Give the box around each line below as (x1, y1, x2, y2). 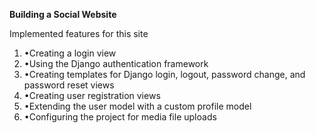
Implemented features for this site (9, 28, 149, 39)
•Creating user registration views (23, 90, 161, 101)
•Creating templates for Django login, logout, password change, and (23, 69, 306, 80)
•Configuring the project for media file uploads (23, 111, 217, 123)
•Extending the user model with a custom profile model (23, 100, 252, 112)
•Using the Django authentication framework (23, 58, 209, 69)
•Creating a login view (23, 47, 117, 59)
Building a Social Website (9, 9, 117, 20)
